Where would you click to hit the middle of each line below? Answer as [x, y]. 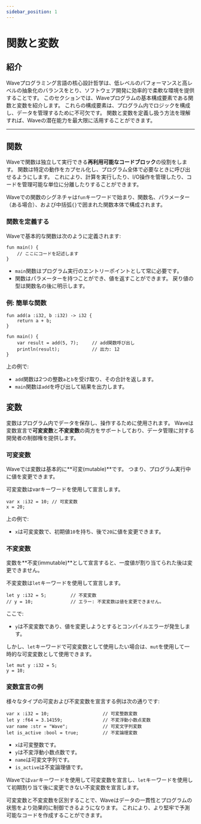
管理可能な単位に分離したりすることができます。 [82, 185]
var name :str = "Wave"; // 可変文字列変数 [74, 726]
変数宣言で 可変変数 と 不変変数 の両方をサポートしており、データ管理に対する [100, 430]
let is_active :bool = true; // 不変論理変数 [72, 733]
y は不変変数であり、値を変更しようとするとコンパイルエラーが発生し [100, 626]
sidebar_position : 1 [32, 12]
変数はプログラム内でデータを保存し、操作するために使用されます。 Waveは [100, 422]
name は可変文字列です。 [44, 759]
